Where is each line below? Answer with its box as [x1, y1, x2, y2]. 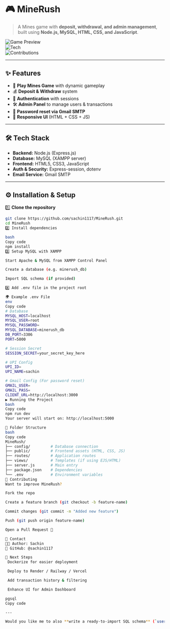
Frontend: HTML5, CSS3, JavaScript [12, 160, 90, 166]
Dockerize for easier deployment [7, 560, 78, 565]
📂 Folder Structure [5, 425, 47, 430]
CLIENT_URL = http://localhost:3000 [5, 392, 78, 397]
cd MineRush [5, 221, 30, 226]
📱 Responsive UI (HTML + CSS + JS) [12, 114, 90, 120]
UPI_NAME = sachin [5, 369, 39, 374]
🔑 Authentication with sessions [12, 95, 79, 101]
